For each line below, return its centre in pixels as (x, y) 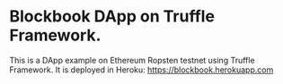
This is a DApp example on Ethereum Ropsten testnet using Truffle (132, 60)
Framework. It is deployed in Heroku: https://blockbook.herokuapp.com (141, 70)
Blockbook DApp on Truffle (112, 17)
